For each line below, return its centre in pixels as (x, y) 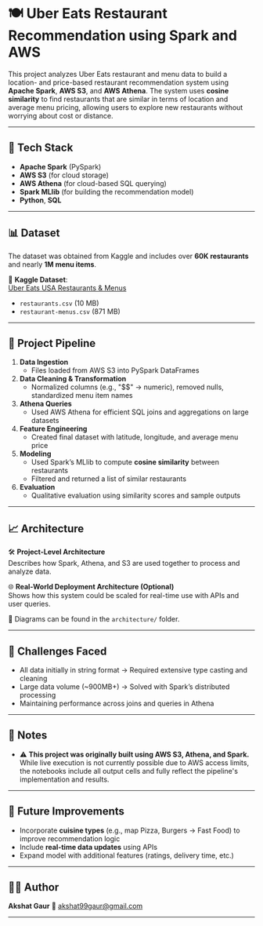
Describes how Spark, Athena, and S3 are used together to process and (124, 563)
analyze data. (30, 571)
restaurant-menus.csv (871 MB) (70, 311)
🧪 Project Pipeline (52, 343)
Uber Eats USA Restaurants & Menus (67, 288)
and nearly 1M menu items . (52, 264)
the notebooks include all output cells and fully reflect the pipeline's (129, 771)
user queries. (29, 604)
